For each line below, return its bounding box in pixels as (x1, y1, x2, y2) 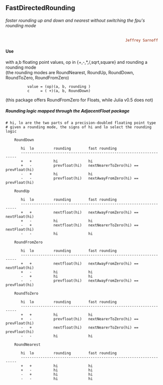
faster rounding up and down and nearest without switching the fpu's (5, 17, 145, 23)
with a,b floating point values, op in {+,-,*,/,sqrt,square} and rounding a (5, 59, 148, 65)
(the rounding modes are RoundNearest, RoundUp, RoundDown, (5, 69, 134, 75)
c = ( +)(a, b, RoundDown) (27, 88, 91, 93)
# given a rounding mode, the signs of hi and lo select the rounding (5, 124, 152, 130)
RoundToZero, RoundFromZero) (5, 75, 70, 80)
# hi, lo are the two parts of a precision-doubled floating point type (5, 120, 156, 125)
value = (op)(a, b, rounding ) (27, 84, 91, 89)
